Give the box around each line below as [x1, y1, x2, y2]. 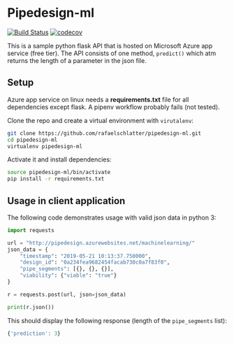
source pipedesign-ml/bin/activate [7, 169, 111, 176]
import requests [7, 227, 54, 234]
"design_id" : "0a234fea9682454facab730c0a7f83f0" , [20, 259, 170, 266]
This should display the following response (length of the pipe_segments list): [7, 316, 227, 324]
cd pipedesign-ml [7, 136, 58, 143]
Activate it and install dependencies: [7, 155, 112, 164]
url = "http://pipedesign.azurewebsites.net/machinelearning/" [7, 239, 196, 246]
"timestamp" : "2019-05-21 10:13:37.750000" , [20, 252, 152, 259]
